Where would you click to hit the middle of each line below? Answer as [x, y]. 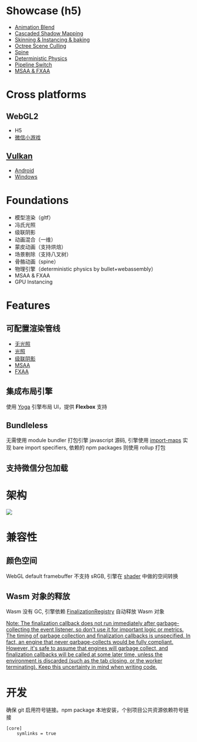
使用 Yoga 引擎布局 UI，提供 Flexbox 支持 [57, 406]
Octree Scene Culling [40, 46]
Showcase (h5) [44, 11]
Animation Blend [34, 27]
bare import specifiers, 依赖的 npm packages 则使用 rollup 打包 [89, 447]
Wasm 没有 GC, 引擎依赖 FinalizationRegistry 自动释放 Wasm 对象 [85, 611]
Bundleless [27, 425]
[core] [14, 728]
